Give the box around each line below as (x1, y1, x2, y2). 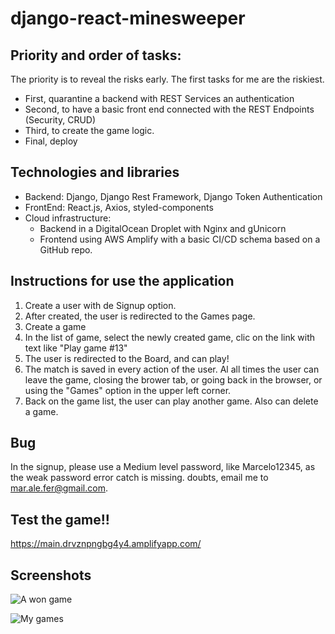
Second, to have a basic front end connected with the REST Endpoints (24, 103, 315, 115)
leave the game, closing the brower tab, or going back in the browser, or (24, 373, 323, 386)
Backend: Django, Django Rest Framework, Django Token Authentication (24, 190, 323, 202)
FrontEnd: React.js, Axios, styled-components (24, 201, 214, 213)
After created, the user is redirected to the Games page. (24, 310, 256, 322)
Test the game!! (10, 511, 110, 528)
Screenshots (10, 567, 92, 584)
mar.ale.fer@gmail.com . (10, 482, 108, 494)
